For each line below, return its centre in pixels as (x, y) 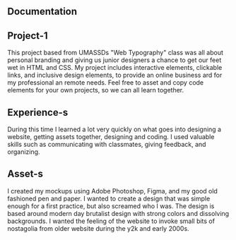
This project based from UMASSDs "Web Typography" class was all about (116, 53)
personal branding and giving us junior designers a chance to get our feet (114, 60)
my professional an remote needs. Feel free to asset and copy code (106, 83)
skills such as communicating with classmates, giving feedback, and (107, 145)
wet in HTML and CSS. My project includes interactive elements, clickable (115, 68)
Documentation (42, 12)
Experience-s (38, 112)
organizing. (24, 152)
